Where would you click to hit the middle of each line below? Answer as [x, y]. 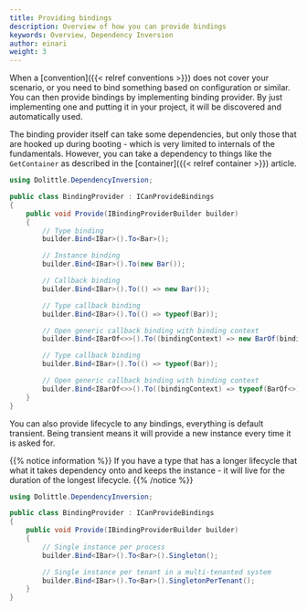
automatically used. [47, 117]
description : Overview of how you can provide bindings [118, 26]
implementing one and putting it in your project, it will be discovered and [145, 107]
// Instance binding [81, 256]
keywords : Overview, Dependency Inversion [91, 35]
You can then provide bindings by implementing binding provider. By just [146, 98]
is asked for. [32, 443]
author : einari [38, 43]
